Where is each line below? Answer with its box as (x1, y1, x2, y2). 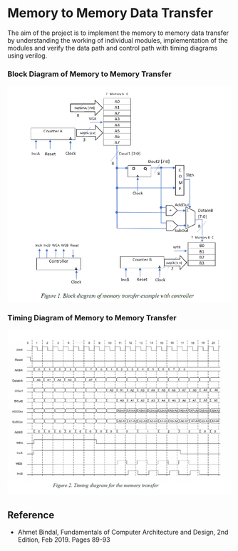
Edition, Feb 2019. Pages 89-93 (17, 535, 110, 544)
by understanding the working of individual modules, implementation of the (7, 36, 228, 44)
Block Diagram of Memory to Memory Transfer (7, 69, 172, 79)
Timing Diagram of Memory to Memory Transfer (7, 313, 177, 323)
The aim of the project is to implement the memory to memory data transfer (7, 28, 229, 37)
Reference (7, 509, 55, 521)
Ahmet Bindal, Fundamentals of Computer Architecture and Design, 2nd (17, 528, 229, 537)
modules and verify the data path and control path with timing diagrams (7, 43, 218, 52)
